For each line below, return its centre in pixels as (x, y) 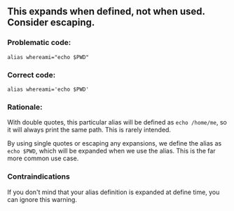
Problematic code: (39, 43)
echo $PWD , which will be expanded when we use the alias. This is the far (111, 151)
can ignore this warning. (42, 199)
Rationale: (25, 107)
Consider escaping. (51, 23)
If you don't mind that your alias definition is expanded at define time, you (113, 192)
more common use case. (43, 158)
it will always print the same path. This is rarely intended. (89, 130)
